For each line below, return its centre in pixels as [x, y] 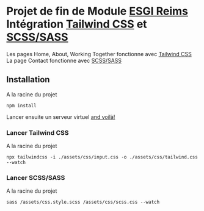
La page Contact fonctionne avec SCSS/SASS [64, 60]
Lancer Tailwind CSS [38, 132]
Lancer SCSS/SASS [36, 177]
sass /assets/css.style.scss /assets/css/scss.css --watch [83, 202]
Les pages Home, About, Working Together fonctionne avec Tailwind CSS [99, 54]
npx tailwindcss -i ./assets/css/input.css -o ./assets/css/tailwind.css [102, 157]
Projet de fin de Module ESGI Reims [97, 11]
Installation [28, 80]
